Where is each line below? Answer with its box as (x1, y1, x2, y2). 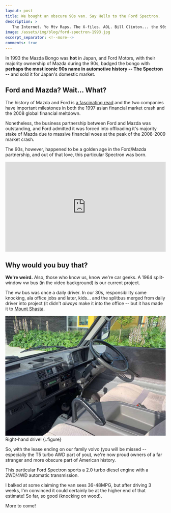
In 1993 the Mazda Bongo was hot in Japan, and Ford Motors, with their (5, 55, 156, 61)
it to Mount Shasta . (5, 306, 45, 312)
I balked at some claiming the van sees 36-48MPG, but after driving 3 (5, 482, 152, 488)
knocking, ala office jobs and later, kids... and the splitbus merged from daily (5, 295, 165, 301)
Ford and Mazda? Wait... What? (5, 86, 107, 95)
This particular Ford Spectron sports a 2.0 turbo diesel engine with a (5, 467, 149, 473)
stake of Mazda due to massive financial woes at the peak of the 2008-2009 (5, 131, 166, 137)
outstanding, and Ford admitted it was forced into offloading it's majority (5, 125, 157, 132)
